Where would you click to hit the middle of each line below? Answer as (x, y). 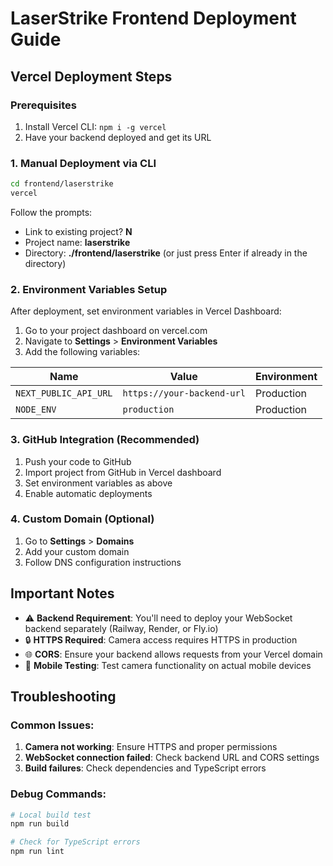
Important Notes (62, 593)
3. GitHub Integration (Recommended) (105, 440)
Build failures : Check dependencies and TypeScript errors (145, 768)
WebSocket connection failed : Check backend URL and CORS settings (172, 758)
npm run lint (37, 852)
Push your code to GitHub (78, 461)
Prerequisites (43, 105)
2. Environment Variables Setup (89, 289)
